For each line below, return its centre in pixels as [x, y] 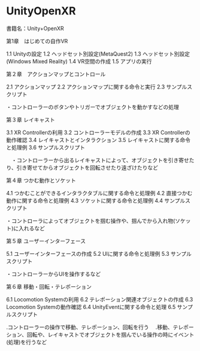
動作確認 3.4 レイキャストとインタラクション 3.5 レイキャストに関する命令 [98, 140]
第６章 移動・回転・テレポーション [49, 286]
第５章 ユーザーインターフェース [46, 241]
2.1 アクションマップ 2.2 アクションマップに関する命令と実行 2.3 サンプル [97, 87]
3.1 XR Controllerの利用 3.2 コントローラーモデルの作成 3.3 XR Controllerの [98, 132]
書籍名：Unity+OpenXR [35, 28]
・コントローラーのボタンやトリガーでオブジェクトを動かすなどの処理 [93, 107]
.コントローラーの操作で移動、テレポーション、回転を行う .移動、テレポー [100, 327]
